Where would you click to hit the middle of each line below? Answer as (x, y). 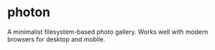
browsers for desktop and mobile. (56, 39)
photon (29, 12)
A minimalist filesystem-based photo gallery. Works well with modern (108, 32)
